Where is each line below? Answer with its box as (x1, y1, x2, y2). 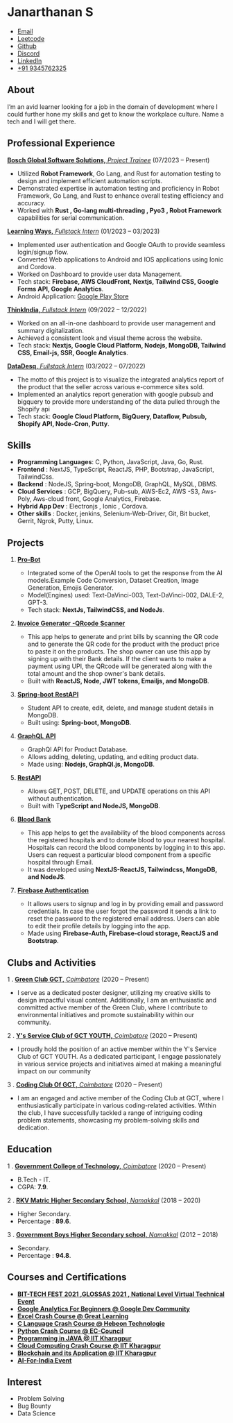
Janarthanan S (7, 4, 94, 20)
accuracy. (17, 198, 46, 207)
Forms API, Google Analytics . (17, 284, 104, 293)
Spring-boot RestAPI (17, 690, 79, 699)
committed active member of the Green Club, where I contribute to (17, 1003, 208, 1012)
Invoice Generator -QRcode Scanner (17, 619, 126, 628)
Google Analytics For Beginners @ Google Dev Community (17, 1304, 191, 1313)
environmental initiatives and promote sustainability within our (17, 1011, 195, 1019)
